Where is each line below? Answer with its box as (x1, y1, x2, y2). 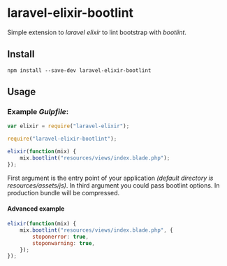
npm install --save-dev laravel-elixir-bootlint (7, 66, 152, 74)
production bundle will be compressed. (7, 188, 120, 197)
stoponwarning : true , (32, 239, 96, 246)
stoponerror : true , (32, 233, 89, 240)
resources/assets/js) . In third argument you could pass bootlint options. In (7, 181, 220, 190)
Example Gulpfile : (7, 107, 69, 117)
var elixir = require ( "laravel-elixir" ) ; (7, 122, 130, 130)
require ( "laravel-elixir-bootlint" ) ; (7, 135, 117, 143)
